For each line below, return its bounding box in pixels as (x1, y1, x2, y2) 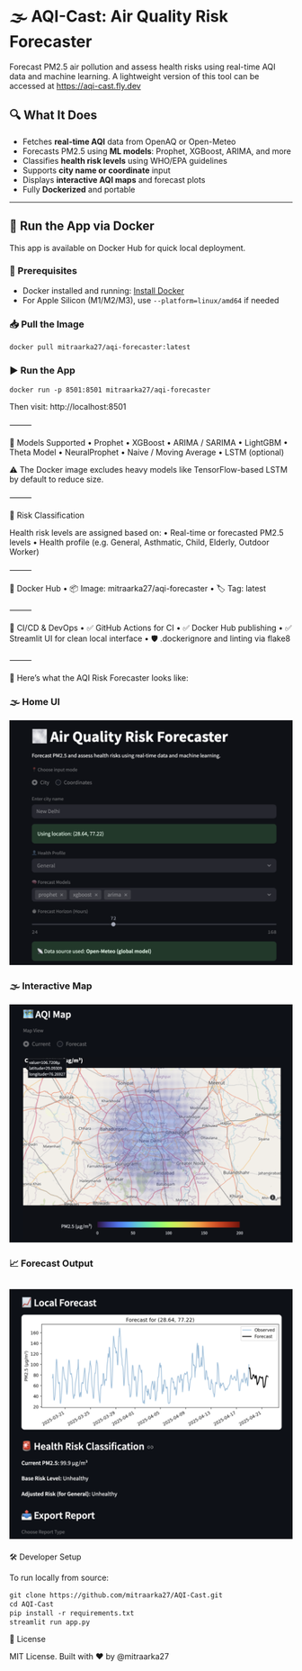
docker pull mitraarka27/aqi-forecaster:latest (9, 343, 191, 352)
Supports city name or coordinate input (22, 165, 171, 176)
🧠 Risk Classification (9, 510, 85, 521)
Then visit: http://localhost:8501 (9, 402, 127, 412)
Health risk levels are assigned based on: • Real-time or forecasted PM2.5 (9, 528, 285, 538)
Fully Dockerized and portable (22, 184, 136, 194)
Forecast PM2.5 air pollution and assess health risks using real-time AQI (9, 61, 276, 72)
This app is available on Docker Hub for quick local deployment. (9, 242, 246, 253)
